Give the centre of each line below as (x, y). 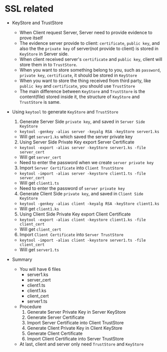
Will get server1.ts (39, 249)
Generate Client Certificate (55, 333)
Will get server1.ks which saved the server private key (76, 136)
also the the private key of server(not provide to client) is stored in (89, 48)
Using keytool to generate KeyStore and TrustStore (65, 112)
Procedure (30, 306)
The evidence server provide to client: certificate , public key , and (90, 43)
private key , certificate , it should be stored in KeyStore (78, 75)
